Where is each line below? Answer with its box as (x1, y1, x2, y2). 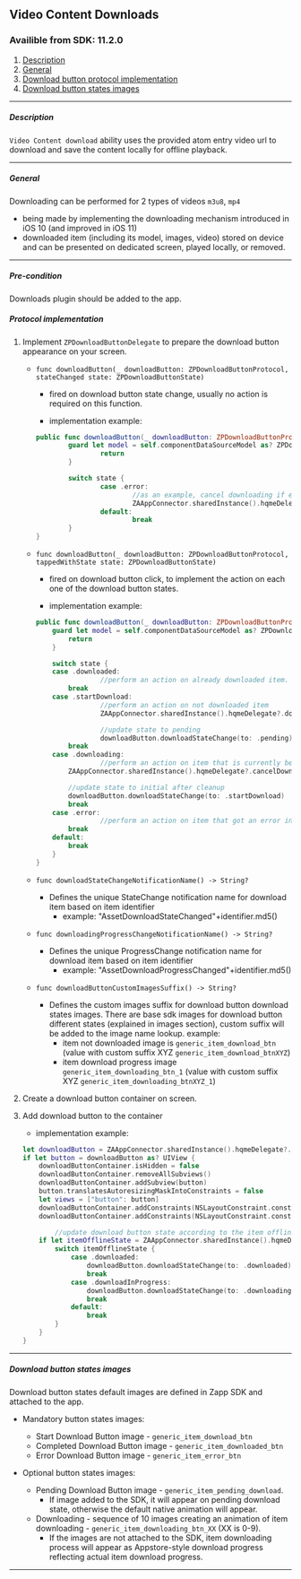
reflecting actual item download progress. (48, 1551, 203, 1562)
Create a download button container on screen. (21, 1093, 197, 1104)
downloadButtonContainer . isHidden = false (39, 1161, 200, 1171)
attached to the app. (9, 1396, 84, 1407)
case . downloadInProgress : (70, 1278, 172, 1287)
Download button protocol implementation (21, 74, 178, 84)
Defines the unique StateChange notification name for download (48, 891, 287, 902)
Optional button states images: (21, 1467, 136, 1478)
